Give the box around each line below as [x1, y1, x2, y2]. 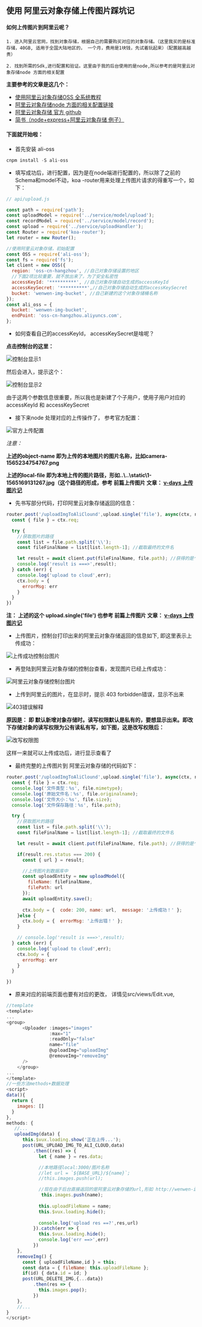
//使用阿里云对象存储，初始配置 [6, 245, 75, 251]
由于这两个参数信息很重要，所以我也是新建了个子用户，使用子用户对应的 [6, 394, 185, 401]
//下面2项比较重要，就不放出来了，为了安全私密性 [11, 274, 118, 280]
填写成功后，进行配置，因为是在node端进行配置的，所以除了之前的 [14, 169, 181, 176]
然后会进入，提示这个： [6, 369, 64, 376]
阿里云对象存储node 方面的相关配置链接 [14, 101, 114, 108]
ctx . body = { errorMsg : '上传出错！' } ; [22, 918, 123, 924]
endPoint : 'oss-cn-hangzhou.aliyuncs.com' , [11, 313, 122, 319]
